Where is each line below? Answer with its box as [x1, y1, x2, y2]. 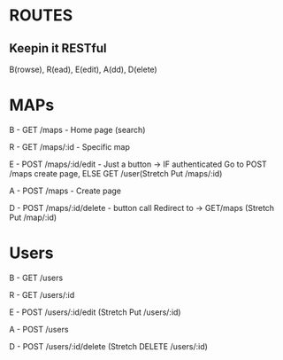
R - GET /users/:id [9, 289, 75, 300]
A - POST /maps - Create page [9, 185, 122, 196]
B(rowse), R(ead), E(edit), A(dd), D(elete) [9, 64, 157, 74]
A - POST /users [9, 324, 69, 334]
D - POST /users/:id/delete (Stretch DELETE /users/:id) [9, 340, 208, 351]
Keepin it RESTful [9, 41, 107, 56]
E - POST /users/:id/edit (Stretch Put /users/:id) [9, 307, 181, 317]
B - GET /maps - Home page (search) [9, 124, 146, 135]
